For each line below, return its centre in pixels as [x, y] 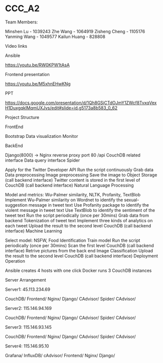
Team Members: [21, 22]
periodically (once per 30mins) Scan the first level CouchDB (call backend [80, 245]
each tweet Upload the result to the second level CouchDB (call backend [78, 226]
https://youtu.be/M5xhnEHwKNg [38, 84]
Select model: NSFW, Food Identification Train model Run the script [73, 240]
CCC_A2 [22, 9]
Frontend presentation [27, 74]
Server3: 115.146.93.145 [29, 327]
